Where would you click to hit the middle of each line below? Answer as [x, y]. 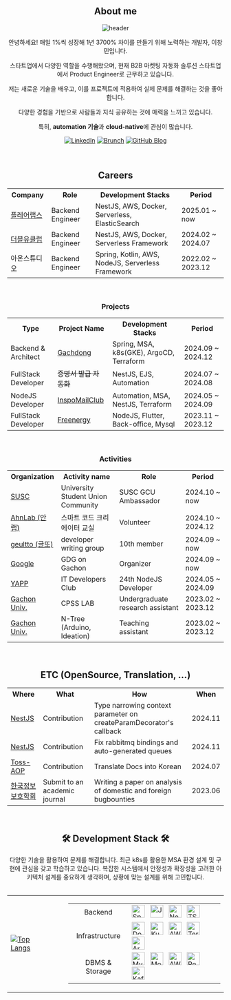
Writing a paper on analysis [138, 782]
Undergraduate [144, 599]
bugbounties [114, 799]
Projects [115, 306]
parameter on [116, 714]
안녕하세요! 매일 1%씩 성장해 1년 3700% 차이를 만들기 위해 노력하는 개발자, [109, 42]
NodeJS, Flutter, [139, 415]
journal [54, 799]
